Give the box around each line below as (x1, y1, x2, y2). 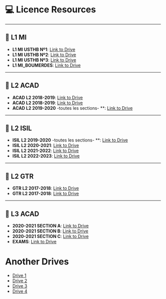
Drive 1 (12, 272, 27, 278)
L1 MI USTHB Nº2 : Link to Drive (12, 52, 77, 58)
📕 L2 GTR (5, 172, 34, 180)
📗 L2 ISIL (5, 124, 32, 132)
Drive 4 (12, 288, 28, 294)
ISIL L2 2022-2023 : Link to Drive (12, 153, 80, 159)
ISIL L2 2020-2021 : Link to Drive (12, 143, 79, 149)
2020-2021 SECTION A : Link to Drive (12, 223, 89, 228)
